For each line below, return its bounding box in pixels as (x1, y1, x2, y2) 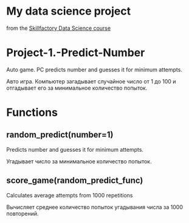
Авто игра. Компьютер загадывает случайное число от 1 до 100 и (6, 77, 176, 85)
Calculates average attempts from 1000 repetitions (6, 191, 133, 199)
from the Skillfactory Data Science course (6, 24, 111, 32)
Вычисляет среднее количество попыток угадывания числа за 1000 (6, 203, 184, 211)
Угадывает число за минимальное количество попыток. (6, 157, 152, 165)
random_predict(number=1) (6, 130, 114, 140)
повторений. (6, 210, 39, 217)
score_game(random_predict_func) (6, 175, 143, 186)
